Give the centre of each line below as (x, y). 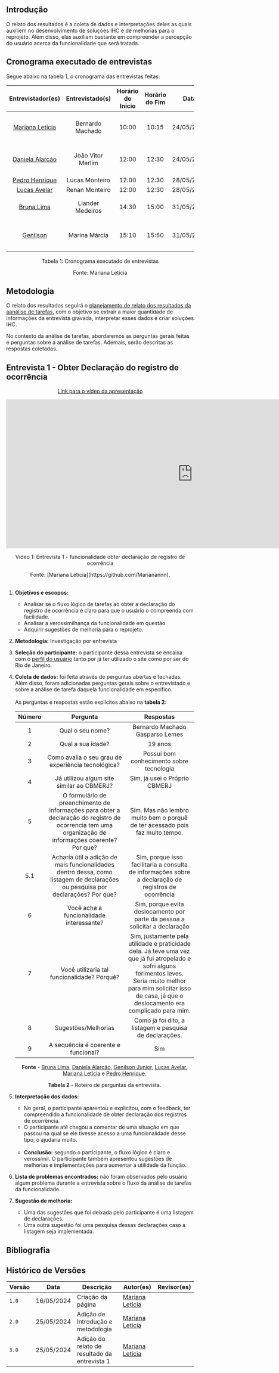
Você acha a (85, 908)
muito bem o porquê (159, 818)
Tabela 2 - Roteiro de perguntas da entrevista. (105, 1085)
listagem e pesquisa (159, 1028)
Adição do (91, 1339)
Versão (20, 1287)
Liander (89, 203)
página (86, 1304)
